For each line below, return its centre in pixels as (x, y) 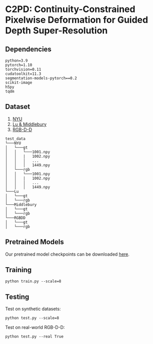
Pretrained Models (34, 242)
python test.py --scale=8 (32, 318)
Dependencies (28, 49)
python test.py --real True (34, 337)
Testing (17, 297)
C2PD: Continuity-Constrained (70, 9)
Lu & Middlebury (29, 124)
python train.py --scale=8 (33, 281)
